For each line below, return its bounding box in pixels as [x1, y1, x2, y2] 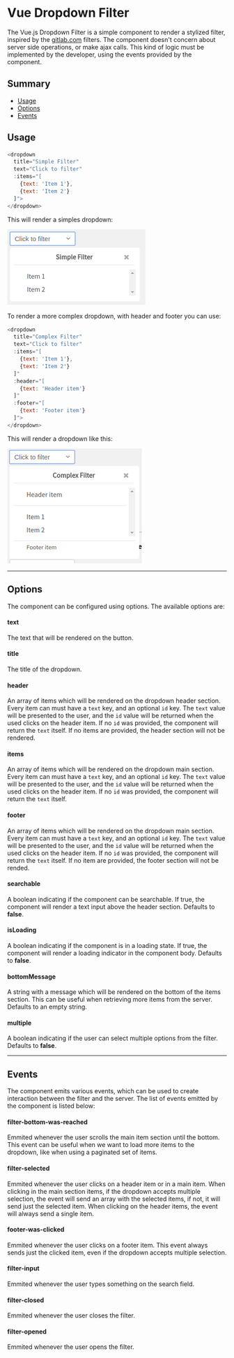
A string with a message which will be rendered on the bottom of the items [7, 988, 221, 996]
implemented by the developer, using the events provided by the [7, 50, 192, 59]
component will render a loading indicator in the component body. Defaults [7, 949, 222, 958]
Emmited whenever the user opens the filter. [7, 1343, 134, 1351]
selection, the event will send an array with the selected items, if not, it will [7, 1195, 221, 1203]
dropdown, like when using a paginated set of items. [7, 1148, 158, 1157]
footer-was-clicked [7, 1225, 65, 1234]
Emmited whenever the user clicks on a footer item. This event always [7, 1241, 208, 1249]
